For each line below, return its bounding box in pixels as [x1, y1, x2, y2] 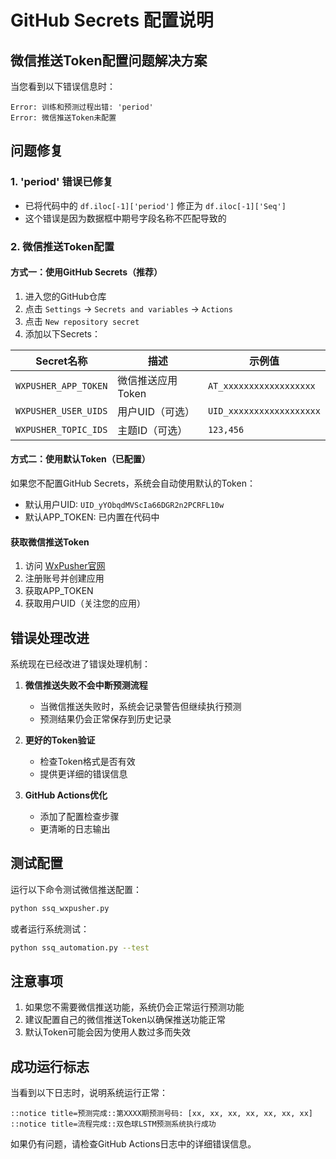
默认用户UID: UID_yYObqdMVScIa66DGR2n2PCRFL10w [24, 499, 225, 511]
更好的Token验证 [24, 734, 96, 746]
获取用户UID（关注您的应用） [24, 597, 147, 610]
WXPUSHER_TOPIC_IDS [15, 424, 108, 435]
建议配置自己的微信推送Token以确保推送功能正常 [24, 1014, 226, 1026]
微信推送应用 [117, 373, 178, 387]
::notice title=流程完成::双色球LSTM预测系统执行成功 [10, 1119, 217, 1130]
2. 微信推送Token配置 [10, 239, 115, 253]
